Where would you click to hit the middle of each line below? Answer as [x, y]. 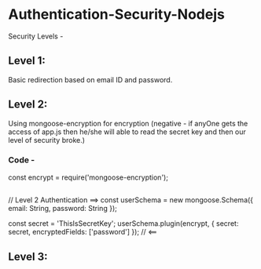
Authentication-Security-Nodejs [117, 15]
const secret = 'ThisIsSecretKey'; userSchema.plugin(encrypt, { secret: [123, 224]
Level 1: [27, 61]
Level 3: [28, 256]
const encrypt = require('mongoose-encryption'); [88, 177]
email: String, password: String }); [63, 209]
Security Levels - [36, 36]
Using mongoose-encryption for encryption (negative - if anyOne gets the [128, 123]
